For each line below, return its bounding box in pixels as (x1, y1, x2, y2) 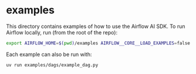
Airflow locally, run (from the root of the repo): (6, 29, 118, 36)
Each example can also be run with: (6, 51, 92, 58)
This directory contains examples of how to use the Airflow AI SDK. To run (6, 23, 186, 30)
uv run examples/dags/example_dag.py (6, 62, 99, 68)
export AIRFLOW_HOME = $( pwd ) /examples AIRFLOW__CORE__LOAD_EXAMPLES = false (6, 40, 191, 46)
